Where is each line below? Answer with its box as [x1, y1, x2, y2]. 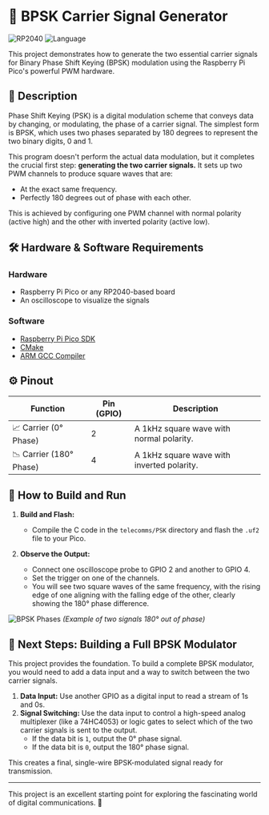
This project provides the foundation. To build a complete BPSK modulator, [8, 659, 255, 668]
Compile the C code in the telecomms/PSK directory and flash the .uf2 [31, 525, 260, 535]
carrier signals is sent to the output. [19, 725, 138, 735]
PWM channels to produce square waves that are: [8, 168, 174, 179]
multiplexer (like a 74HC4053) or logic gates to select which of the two [19, 717, 254, 727]
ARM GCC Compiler [19, 351, 86, 360]
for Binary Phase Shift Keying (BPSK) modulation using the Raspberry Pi [8, 58, 246, 67]
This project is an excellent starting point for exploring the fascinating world [8, 789, 258, 799]
